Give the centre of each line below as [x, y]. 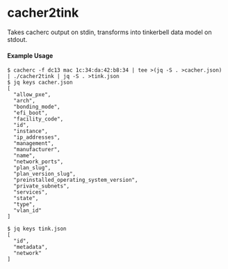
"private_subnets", [42, 186]
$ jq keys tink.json [37, 229]
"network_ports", [39, 162]
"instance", [31, 131]
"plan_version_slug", [45, 174]
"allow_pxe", [32, 95]
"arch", [25, 101]
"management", [34, 144]
